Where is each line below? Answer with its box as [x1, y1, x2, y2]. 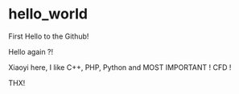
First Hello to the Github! [8, 31, 89, 41]
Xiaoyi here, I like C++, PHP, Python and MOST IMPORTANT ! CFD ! [8, 62, 232, 72]
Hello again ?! [8, 47, 54, 56]
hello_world [8, 5, 89, 23]
